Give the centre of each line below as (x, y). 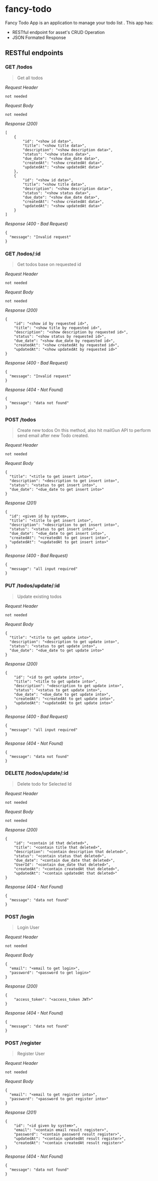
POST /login (20, 917)
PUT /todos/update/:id (32, 586)
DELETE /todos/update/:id (37, 773)
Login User (28, 927)
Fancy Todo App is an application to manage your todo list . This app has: (79, 23)
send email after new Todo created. (53, 436)
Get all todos (30, 78)
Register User (31, 1054)
